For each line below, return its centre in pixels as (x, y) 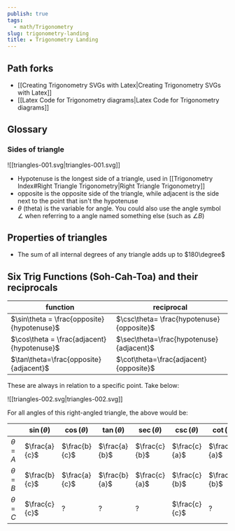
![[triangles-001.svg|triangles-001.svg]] (64, 165)
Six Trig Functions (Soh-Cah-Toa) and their (103, 277)
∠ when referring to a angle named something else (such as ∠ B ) (111, 215)
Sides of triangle (36, 149)
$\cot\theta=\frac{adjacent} (162, 360)
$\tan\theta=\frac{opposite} (56, 360)
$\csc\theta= (137, 319)
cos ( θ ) (77, 430)
